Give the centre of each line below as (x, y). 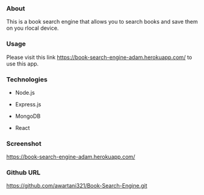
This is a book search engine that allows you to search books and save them (102, 22)
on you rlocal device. (33, 28)
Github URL (23, 173)
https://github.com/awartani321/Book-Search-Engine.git (77, 186)
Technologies (27, 79)
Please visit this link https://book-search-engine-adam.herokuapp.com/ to (99, 57)
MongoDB (28, 116)
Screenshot (24, 143)
